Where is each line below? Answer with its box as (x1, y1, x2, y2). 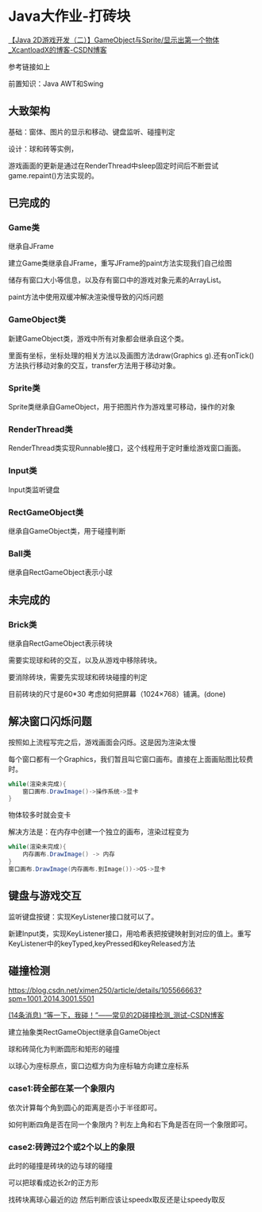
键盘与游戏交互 (8, 889, 82, 903)
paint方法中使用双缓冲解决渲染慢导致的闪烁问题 (8, 292, 164, 302)
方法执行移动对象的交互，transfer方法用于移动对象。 (8, 360, 180, 370)
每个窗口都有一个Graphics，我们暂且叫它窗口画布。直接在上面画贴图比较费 (8, 754, 254, 763)
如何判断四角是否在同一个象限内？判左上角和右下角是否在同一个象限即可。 (8, 1119, 252, 1129)
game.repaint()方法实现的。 (8, 170, 99, 180)
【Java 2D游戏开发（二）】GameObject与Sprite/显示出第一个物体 (8, 35, 220, 45)
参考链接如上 (8, 61, 50, 72)
